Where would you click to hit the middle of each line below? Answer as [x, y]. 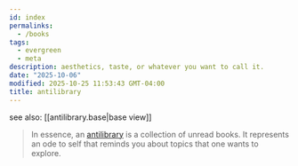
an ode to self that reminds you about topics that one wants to [145, 144]
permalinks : [31, 26]
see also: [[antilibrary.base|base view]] [81, 117]
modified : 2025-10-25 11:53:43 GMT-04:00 [87, 83]
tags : [19, 42]
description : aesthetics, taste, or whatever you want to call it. [137, 67]
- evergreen [40, 51]
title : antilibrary [45, 91]
